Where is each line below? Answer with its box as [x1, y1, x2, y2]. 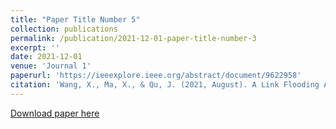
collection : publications [10, 24, 118, 34]
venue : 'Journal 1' [10, 61, 92, 71]
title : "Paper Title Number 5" [10, 14, 141, 25]
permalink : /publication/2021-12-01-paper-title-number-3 [10, 33, 257, 43]
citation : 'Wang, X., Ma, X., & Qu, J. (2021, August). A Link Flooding [10, 80, 320, 90]
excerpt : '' [10, 42, 60, 53]
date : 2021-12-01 [10, 52, 83, 62]
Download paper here [10, 107, 100, 119]
